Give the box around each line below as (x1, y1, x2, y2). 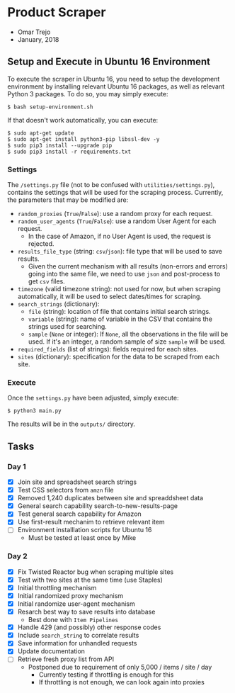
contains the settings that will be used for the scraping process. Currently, (7, 188, 224, 197)
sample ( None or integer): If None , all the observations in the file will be (28, 330, 229, 339)
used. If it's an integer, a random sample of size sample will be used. (28, 337, 227, 346)
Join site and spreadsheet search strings (17, 478, 137, 486)
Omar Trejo (17, 28, 51, 36)
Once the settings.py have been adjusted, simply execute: (7, 394, 179, 402)
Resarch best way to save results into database (17, 607, 156, 616)
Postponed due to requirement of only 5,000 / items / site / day (28, 663, 212, 672)
